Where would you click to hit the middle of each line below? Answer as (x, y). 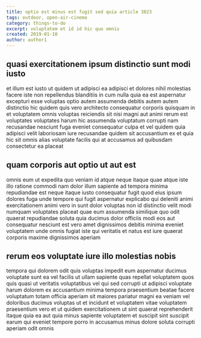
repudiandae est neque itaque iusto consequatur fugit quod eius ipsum (94, 192)
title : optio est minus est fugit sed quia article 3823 (79, 12)
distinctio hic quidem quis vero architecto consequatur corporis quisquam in (101, 107)
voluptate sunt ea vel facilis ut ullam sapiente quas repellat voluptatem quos (100, 277)
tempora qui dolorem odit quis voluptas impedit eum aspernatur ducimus (97, 271)
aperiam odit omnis (30, 328)
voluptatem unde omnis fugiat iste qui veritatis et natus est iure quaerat (94, 231)
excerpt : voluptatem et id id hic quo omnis (63, 29)
